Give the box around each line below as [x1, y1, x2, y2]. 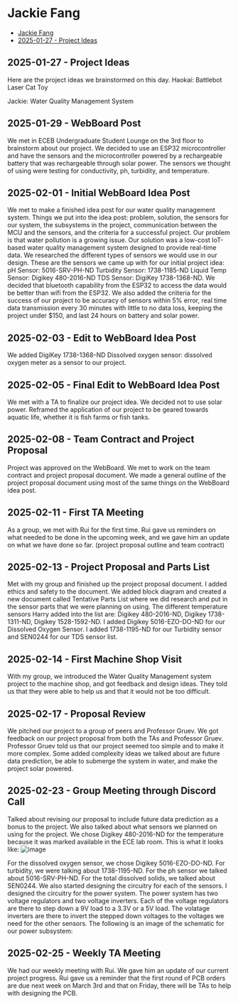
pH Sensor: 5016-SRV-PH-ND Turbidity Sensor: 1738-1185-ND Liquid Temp [7, 266, 227, 275]
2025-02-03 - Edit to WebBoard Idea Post [7, 332, 197, 344]
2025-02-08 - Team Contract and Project [7, 433, 195, 445]
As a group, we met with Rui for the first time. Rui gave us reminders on [7, 525, 216, 534]
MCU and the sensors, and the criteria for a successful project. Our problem [7, 229, 230, 237]
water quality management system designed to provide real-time [27, 244, 217, 252]
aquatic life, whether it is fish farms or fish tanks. [7, 413, 151, 421]
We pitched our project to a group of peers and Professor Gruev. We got [7, 726, 219, 736]
